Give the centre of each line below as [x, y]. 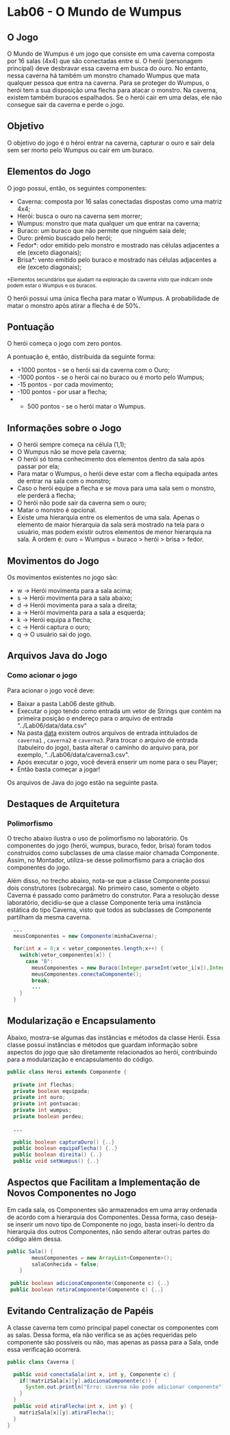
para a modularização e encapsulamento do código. [80, 1059]
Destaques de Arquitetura [63, 804]
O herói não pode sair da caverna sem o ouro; [82, 503]
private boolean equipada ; [52, 1091]
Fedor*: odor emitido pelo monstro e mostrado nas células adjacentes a [118, 245]
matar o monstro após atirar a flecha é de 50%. [74, 305]
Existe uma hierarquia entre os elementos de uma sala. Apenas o [108, 518]
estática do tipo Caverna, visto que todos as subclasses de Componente [110, 910]
